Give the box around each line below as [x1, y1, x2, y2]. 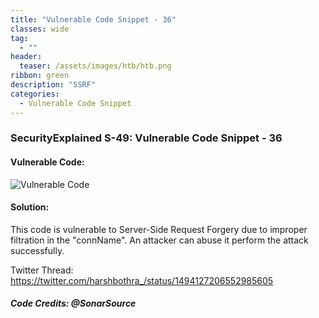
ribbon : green [10, 71, 70, 81]
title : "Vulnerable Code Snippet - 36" [10, 14, 177, 25]
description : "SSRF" [10, 80, 97, 90]
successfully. [10, 244, 65, 256]
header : [10, 52, 43, 62]
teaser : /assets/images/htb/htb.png [19, 61, 172, 71]
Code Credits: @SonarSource [10, 297, 137, 310]
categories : [10, 89, 60, 99]
